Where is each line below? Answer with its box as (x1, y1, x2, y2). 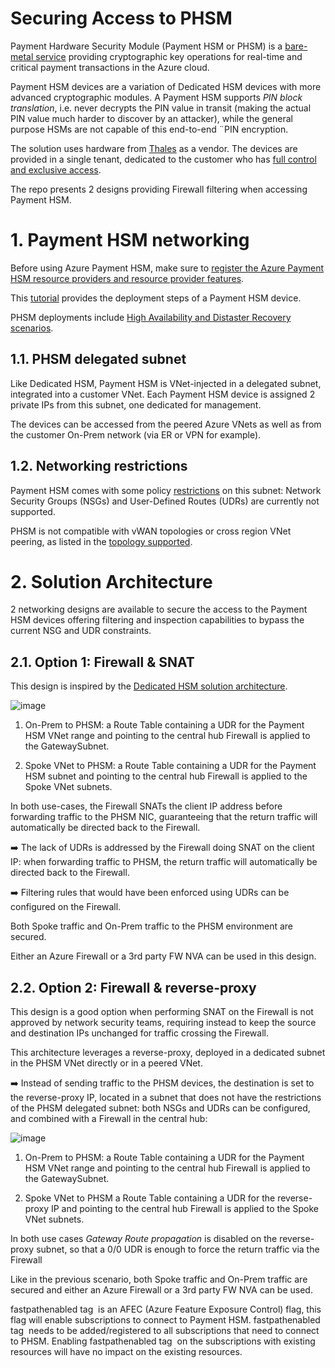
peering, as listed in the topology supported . (10, 535, 193, 547)
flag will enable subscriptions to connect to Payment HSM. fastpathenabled (10, 1314, 321, 1326)
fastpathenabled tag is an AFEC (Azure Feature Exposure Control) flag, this (10, 1303, 322, 1316)
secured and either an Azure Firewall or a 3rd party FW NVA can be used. (10, 1284, 313, 1296)
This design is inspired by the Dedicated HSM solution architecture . (10, 680, 288, 692)
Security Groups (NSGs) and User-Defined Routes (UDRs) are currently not (10, 495, 320, 507)
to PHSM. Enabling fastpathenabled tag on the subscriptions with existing (10, 1335, 316, 1347)
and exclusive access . (10, 163, 102, 176)
